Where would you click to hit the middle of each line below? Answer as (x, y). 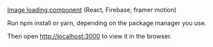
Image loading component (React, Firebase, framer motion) (92, 10)
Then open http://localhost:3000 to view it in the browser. (90, 36)
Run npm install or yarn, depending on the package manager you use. (107, 23)
